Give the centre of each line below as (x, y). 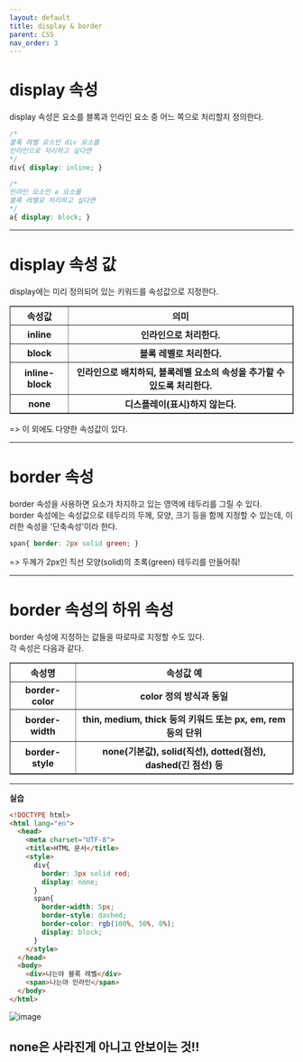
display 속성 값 (63, 265)
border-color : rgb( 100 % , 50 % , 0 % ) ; (109, 924)
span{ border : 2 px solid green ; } (74, 543)
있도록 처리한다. (180, 386)
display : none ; (70, 882)
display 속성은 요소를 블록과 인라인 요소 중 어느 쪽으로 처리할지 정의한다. (137, 117)
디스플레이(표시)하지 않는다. (181, 404)
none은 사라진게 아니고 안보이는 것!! (105, 1047)
